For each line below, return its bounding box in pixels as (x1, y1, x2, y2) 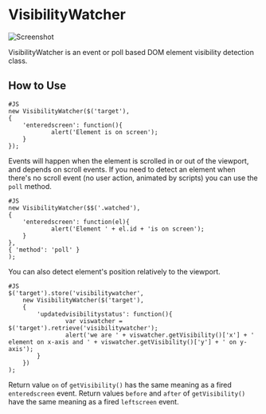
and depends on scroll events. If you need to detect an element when (8, 164, 237, 174)
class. (8, 56, 28, 65)
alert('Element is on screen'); (50, 128, 158, 136)
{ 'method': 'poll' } (8, 246, 80, 254)
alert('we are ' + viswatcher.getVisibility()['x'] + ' (65, 331, 255, 339)
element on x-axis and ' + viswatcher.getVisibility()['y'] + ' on (8, 337, 237, 346)
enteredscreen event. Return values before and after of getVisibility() (8, 388, 246, 398)
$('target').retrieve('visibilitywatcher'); (8, 324, 158, 332)
